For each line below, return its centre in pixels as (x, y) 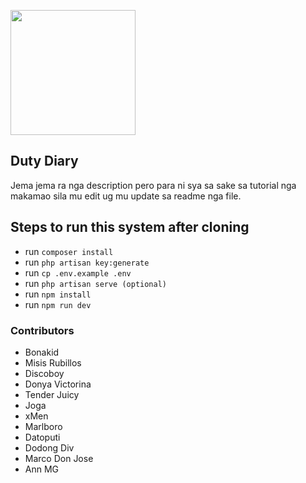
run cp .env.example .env (78, 272)
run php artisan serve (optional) (96, 283)
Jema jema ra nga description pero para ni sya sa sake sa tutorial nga (153, 185)
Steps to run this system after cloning (130, 227)
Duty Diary (44, 161)
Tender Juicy (52, 394)
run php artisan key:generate (87, 262)
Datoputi (42, 437)
